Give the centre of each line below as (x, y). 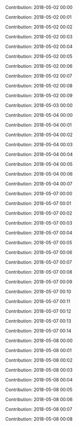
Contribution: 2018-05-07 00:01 (38, 203)
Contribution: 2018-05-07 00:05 (39, 243)
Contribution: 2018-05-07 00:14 (38, 331)
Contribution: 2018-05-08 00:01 (38, 350)
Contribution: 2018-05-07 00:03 (39, 223)
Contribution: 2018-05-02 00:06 (39, 66)
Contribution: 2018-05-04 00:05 (39, 164)
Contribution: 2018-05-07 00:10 (38, 291)
